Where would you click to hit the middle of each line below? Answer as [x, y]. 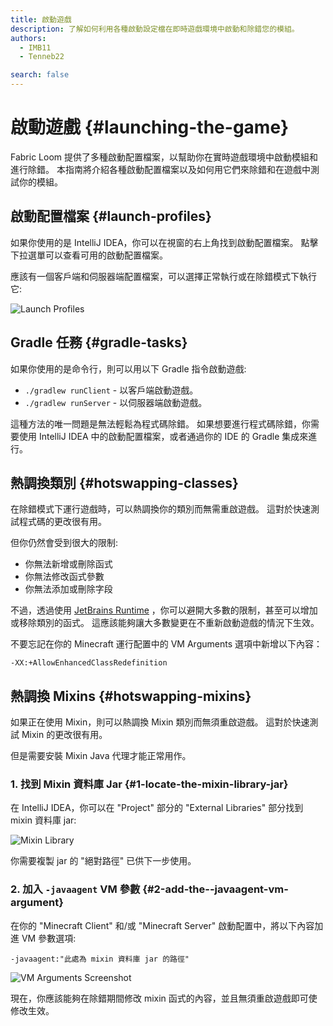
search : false [40, 75]
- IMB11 [35, 47]
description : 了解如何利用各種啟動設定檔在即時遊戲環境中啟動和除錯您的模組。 [155, 29]
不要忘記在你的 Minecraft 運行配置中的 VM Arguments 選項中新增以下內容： [166, 644]
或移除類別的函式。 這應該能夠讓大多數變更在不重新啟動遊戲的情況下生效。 [165, 623]
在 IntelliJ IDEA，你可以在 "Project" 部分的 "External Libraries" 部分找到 [157, 808]
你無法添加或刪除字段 [68, 589]
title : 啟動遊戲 [41, 19]
